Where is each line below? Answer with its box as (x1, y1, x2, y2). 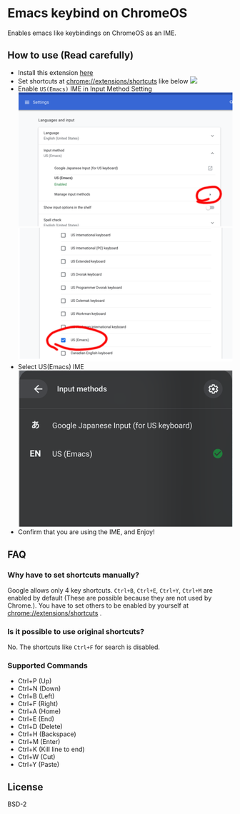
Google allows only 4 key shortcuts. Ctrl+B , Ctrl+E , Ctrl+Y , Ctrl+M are (7, 586, 213, 594)
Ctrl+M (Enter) (17, 738, 61, 746)
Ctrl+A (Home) (17, 707, 61, 715)
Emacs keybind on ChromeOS (7, 5, 188, 21)
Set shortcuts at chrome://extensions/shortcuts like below (17, 76, 189, 85)
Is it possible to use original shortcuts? (7, 626, 145, 636)
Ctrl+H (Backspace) (17, 730, 76, 738)
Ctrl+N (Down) (17, 684, 61, 693)
